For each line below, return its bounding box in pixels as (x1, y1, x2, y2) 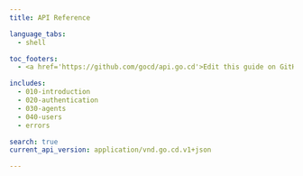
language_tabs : (9, 29, 67, 39)
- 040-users (17, 112, 63, 122)
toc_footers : (9, 54, 59, 63)
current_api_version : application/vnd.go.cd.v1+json (9, 145, 212, 154)
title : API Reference (9, 13, 91, 23)
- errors (17, 121, 50, 130)
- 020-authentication (17, 96, 99, 105)
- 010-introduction (17, 88, 91, 97)
